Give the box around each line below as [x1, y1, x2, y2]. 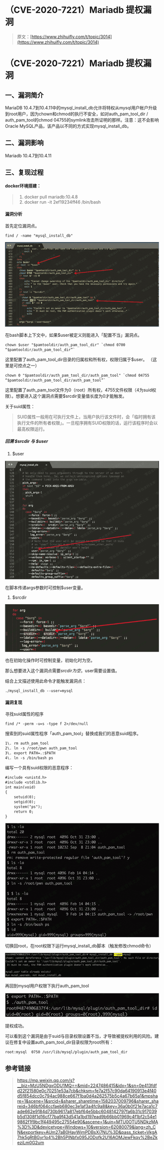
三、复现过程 [5, 168, 44, 177]
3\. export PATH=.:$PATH [5, 751, 56, 756]
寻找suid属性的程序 [5, 711, 44, 717]
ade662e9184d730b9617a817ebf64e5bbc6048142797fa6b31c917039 [17, 1109, 157, 1114]
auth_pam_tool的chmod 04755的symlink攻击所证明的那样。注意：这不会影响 [5, 117, 159, 123]
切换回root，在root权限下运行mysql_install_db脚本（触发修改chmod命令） [5, 943, 154, 948]
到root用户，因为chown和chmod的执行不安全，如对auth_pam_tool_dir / [5, 111, 148, 117]
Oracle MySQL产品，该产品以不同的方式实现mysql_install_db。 [5, 123, 132, 129]
